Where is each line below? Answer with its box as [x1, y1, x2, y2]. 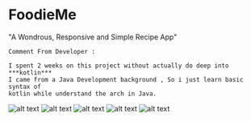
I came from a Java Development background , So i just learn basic [8, 75, 244, 83]
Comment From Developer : [8, 47, 95, 55]
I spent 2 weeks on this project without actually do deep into [8, 62, 229, 70]
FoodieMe [8, 6, 77, 24]
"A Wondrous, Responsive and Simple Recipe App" [8, 32, 178, 42]
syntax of [8, 83, 42, 91]
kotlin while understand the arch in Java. [8, 90, 157, 98]
